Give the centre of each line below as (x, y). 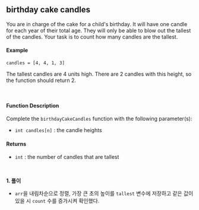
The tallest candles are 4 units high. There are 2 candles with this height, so (99, 74)
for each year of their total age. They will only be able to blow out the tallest (99, 30)
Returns (16, 144)
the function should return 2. (41, 80)
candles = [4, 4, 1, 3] (36, 63)
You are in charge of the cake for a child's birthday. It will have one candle (97, 24)
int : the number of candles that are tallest (67, 157)
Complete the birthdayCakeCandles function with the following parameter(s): (99, 119)
